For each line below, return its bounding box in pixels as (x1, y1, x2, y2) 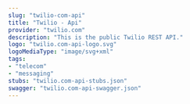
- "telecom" (8, 63, 47, 70)
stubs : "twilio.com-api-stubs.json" (8, 77, 127, 84)
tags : (8, 56, 26, 63)
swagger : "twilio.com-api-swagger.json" (8, 84, 142, 92)
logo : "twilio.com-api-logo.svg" (8, 41, 117, 48)
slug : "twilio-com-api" (8, 11, 86, 20)
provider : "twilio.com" (8, 26, 86, 34)
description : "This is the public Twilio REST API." (8, 33, 184, 41)
